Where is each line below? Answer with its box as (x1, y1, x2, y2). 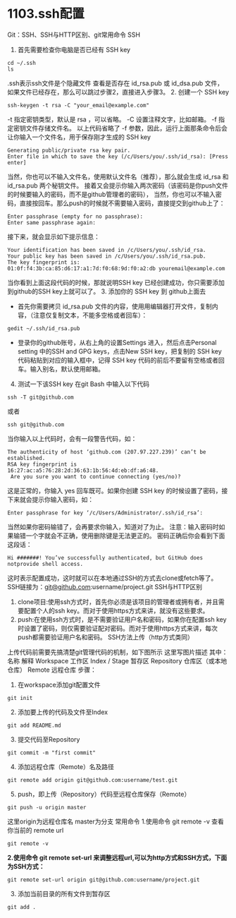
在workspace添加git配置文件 (17, 680, 101, 689)
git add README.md (7, 722, 61, 729)
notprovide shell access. (7, 560, 83, 567)
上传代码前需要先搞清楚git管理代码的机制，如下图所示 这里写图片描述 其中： (7, 648, 228, 656)
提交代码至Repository (17, 735, 80, 744)
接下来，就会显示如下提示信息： (7, 232, 100, 241)
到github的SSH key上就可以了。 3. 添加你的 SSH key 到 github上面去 (7, 286, 206, 296)
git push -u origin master (7, 804, 87, 811)
